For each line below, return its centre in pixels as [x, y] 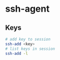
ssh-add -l [17, 53]
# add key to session [28, 39]
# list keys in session [30, 49]
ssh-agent [27, 9]
